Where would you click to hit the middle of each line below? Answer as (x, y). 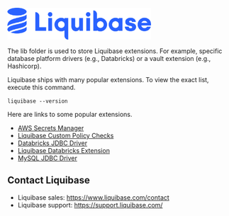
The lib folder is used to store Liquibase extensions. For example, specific (115, 51)
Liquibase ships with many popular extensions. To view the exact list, (108, 80)
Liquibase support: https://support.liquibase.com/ (90, 205)
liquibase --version (38, 101)
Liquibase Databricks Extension (63, 150)
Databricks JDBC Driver (52, 143)
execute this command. (41, 87)
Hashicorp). (24, 66)
